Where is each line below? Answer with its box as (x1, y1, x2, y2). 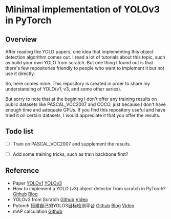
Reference (5, 166, 39, 175)
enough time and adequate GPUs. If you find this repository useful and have (5, 107, 165, 113)
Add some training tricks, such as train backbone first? (12, 151, 129, 157)
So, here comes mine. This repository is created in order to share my (5, 81, 150, 86)
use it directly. (5, 70, 35, 77)
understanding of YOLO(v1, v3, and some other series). (5, 86, 122, 92)
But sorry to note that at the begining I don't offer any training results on (5, 96, 157, 102)
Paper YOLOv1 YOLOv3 (12, 180, 62, 186)
